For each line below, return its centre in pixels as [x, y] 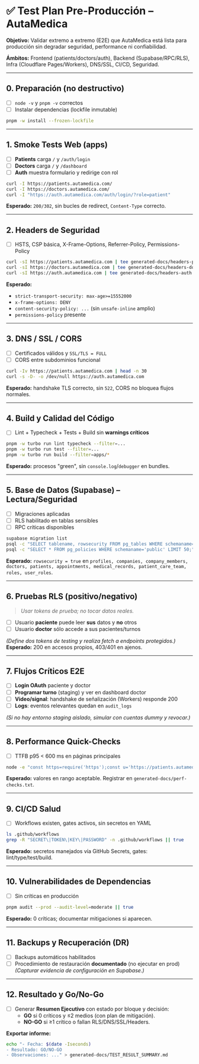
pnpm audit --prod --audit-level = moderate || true [70, 907]
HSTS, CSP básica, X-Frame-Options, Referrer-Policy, [80, 245]
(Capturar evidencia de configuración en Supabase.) [79, 970]
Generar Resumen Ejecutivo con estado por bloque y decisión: [92, 1009]
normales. [18, 394]
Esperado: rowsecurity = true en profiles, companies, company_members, [97, 560]
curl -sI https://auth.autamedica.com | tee [62, 273]
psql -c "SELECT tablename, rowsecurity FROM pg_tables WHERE [84, 544]
